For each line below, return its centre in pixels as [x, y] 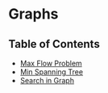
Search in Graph [47, 80]
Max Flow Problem [51, 63]
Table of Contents [54, 44]
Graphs [33, 14]
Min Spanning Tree [51, 72]
